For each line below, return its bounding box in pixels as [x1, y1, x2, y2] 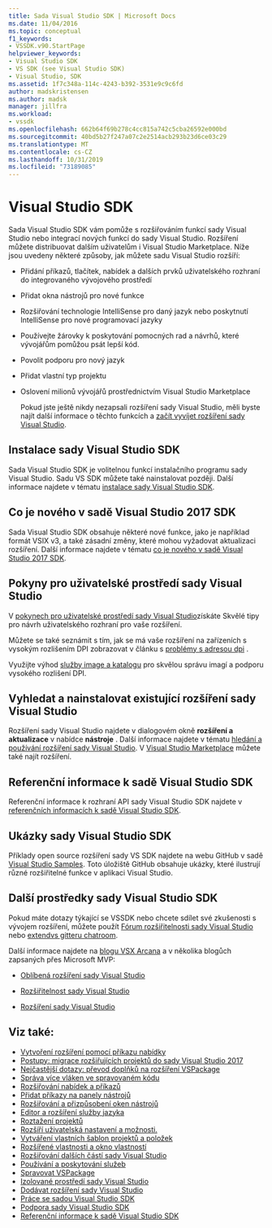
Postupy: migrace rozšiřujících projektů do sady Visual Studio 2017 [19, 1055, 244, 1065]
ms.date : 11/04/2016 [8, 19, 79, 28]
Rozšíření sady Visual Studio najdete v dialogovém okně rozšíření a [8, 726, 234, 736]
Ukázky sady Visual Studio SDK [8, 829, 172, 843]
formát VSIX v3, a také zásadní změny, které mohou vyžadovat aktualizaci [8, 535, 256, 545]
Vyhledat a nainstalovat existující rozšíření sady [8, 691, 257, 705]
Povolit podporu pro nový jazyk [19, 355, 125, 365]
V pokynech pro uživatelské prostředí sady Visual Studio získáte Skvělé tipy [8, 611, 260, 620]
